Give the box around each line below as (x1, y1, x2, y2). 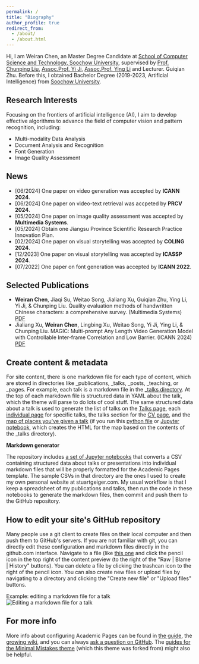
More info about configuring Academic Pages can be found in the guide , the (6, 632, 192, 639)
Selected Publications (6, 280, 89, 290)
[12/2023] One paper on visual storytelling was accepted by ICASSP (14, 250, 182, 258)
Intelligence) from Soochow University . (6, 78, 102, 85)
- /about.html (11, 36, 46, 42)
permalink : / (6, 8, 39, 15)
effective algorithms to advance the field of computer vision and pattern (6, 117, 182, 124)
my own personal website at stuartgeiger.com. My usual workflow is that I (6, 478, 187, 486)
